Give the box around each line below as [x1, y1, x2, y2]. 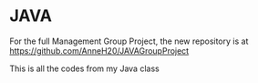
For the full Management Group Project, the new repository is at [9, 36, 249, 47]
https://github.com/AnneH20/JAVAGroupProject [9, 45, 190, 56]
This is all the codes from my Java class [9, 63, 160, 74]
